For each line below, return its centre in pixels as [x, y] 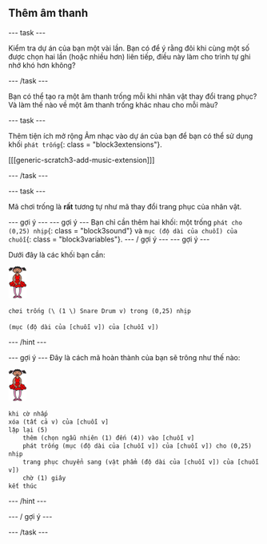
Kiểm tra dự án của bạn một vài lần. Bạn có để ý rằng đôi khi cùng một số [129, 48]
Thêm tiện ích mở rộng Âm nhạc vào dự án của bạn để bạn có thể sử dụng [131, 136]
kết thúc [23, 486]
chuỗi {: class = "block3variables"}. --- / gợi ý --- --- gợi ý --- [109, 239]
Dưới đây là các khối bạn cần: [57, 254]
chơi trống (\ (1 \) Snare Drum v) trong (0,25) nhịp [100, 311]
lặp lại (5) [28, 430]
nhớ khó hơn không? [42, 65]
